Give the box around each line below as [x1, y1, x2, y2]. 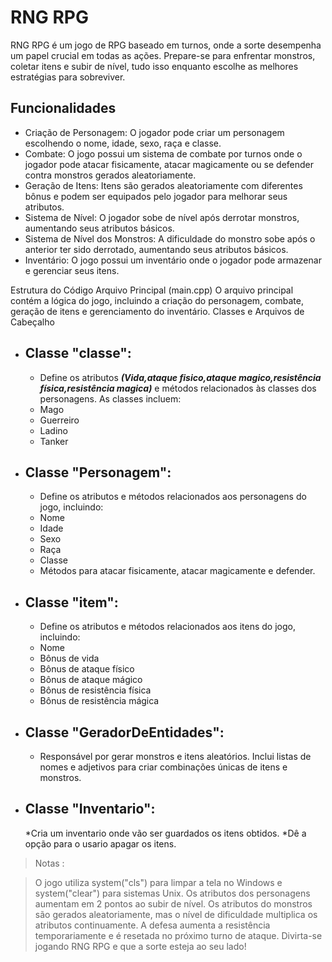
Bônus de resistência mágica [39, 695, 160, 707]
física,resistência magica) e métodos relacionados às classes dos [39, 382, 317, 394]
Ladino [39, 424, 68, 436]
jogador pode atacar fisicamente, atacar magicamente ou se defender [24, 158, 314, 170]
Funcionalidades [10, 100, 117, 117]
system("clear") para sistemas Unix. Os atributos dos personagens [34, 887, 311, 899]
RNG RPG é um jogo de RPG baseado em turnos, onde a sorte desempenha [10, 39, 322, 51]
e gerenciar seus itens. [24, 264, 120, 276]
